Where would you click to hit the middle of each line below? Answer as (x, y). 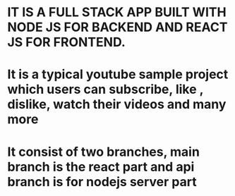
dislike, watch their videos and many (117, 105)
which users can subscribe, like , (106, 90)
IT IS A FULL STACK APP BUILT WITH (117, 12)
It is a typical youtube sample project (118, 74)
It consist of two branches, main (103, 152)
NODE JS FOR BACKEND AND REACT (117, 27)
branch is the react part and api (101, 167)
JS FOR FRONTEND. (66, 42)
